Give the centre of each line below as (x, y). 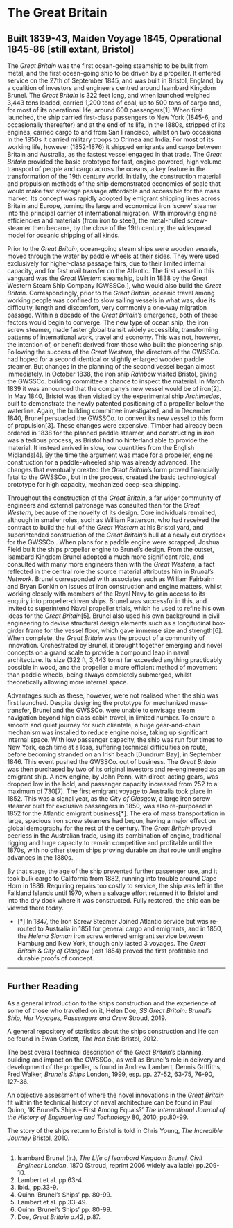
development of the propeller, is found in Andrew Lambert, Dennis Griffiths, (114, 1066)
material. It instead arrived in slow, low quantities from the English (101, 448)
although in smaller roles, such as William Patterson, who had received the (113, 520)
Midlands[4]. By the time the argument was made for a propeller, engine (110, 455)
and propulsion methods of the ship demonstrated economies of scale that (114, 184)
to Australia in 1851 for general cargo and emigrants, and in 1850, (130, 928)
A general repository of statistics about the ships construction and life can (113, 1031)
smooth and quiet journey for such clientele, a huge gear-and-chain (104, 725)
